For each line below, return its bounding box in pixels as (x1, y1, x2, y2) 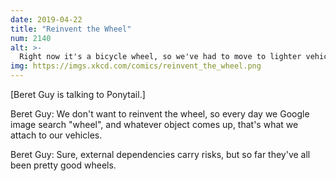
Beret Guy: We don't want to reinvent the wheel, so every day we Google (10, 108, 310, 120)
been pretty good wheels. (10, 159, 117, 171)
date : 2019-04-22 (10, 14, 83, 25)
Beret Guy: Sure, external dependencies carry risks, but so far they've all (10, 149, 311, 160)
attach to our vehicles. (10, 129, 103, 141)
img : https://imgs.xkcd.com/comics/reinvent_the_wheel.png (10, 61, 262, 71)
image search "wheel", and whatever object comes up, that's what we (10, 119, 299, 130)
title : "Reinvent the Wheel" (10, 24, 132, 34)
